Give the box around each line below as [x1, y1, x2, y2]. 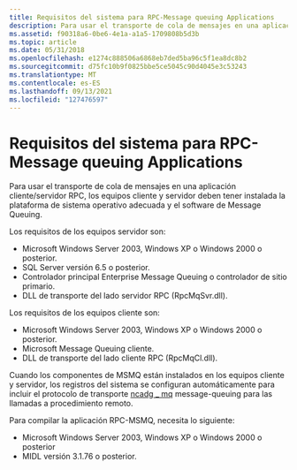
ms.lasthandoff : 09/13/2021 [9, 87, 113, 95]
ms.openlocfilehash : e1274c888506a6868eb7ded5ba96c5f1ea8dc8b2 [9, 54, 247, 63]
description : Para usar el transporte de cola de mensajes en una [9, 21, 259, 30]
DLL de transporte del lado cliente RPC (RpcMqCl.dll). [21, 352, 218, 363]
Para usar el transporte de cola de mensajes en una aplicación [9, 181, 237, 192]
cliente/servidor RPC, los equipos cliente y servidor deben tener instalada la [9, 191, 286, 201]
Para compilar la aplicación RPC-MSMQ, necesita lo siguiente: [9, 415, 235, 426]
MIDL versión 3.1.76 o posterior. [21, 451, 137, 462]
